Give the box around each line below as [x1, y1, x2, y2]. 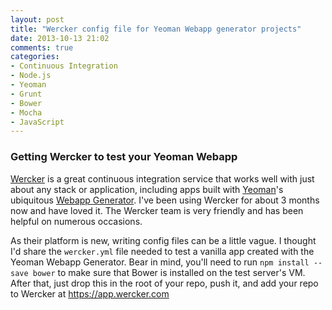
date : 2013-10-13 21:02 [10, 33, 110, 43]
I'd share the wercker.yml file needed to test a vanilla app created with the [10, 245, 315, 257]
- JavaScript [10, 117, 65, 127]
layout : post [10, 14, 65, 25]
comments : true [10, 42, 74, 53]
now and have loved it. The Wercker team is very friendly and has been [10, 204, 304, 216]
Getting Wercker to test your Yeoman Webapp [10, 150, 238, 164]
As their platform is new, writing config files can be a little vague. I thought [10, 234, 317, 246]
